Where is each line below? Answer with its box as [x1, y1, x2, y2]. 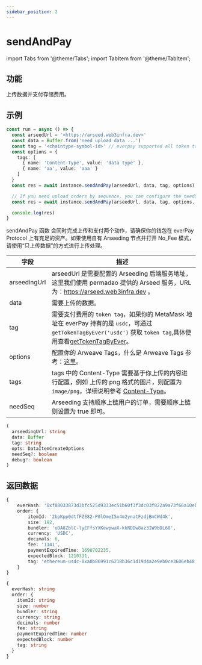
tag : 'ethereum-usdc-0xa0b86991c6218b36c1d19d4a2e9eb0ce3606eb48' [28, 558, 198, 564]
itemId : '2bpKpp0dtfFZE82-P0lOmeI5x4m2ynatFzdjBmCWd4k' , [28, 513, 173, 520]
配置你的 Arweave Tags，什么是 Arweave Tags [52, 349, 184, 357]
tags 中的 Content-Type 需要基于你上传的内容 [52, 369, 182, 377]
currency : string [17, 614, 61, 620]
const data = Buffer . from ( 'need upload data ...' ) [11, 137, 141, 143]
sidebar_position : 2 [6, 8, 58, 15]
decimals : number [17, 620, 61, 626]
